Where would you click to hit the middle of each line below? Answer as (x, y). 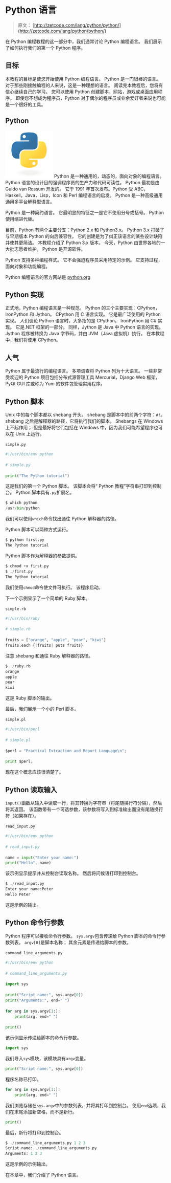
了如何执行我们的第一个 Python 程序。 (45, 48)
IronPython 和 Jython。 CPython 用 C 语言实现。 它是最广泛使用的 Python (83, 314)
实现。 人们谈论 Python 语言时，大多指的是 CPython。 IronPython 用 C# (81, 321)
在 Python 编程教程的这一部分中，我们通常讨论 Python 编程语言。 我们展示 (84, 41)
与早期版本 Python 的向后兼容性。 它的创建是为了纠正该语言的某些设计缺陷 (84, 236)
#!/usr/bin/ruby (22, 618)
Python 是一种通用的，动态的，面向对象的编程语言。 (109, 176)
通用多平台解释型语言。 (30, 202)
